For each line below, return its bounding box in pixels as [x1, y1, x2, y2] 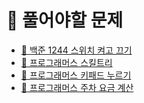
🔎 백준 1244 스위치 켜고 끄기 [20, 44, 133, 56]
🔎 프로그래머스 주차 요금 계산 [20, 81, 134, 93]
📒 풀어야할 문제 [6, 9, 124, 32]
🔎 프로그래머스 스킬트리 [20, 56, 113, 68]
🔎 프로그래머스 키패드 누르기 [20, 69, 132, 81]
